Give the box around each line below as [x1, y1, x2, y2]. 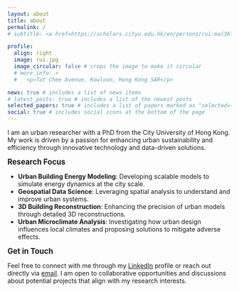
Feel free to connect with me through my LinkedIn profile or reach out [7, 261, 211, 270]
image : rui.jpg [14, 56, 59, 64]
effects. [17, 232, 41, 241]
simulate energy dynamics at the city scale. [17, 180, 145, 188]
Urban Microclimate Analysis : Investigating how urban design [17, 217, 201, 226]
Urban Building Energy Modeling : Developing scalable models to [17, 172, 210, 180]
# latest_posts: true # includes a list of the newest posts [7, 95, 193, 103]
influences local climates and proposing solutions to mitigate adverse [17, 225, 221, 233]
